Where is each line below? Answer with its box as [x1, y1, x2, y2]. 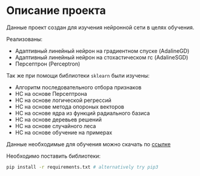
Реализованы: [6, 35, 43, 42]
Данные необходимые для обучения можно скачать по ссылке [6, 140, 171, 147]
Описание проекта [6, 4, 106, 18]
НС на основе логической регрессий [15, 96, 112, 104]
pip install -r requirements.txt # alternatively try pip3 [6, 164, 159, 170]
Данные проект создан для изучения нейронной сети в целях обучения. [6, 24, 195, 31]
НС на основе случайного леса [15, 122, 96, 129]
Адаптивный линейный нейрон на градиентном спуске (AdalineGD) [15, 47, 190, 55]
